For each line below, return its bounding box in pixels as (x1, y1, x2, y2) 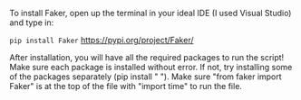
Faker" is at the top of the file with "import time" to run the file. (9, 81, 243, 91)
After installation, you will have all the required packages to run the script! (9, 52, 285, 62)
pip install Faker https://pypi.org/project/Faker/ (9, 35, 194, 45)
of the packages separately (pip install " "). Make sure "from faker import (9, 71, 283, 82)
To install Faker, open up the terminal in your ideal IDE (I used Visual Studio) (9, 8, 292, 18)
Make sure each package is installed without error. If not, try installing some (9, 62, 293, 72)
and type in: (9, 17, 54, 28)
